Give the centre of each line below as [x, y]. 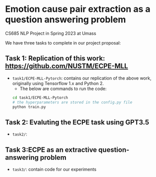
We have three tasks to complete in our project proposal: [63, 43]
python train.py [29, 107]
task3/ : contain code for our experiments [54, 169]
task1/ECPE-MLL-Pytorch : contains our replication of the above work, [82, 78]
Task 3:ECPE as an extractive [51, 150]
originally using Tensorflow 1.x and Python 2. [58, 83]
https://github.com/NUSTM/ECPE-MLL [67, 66]
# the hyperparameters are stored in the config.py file [72, 102]
